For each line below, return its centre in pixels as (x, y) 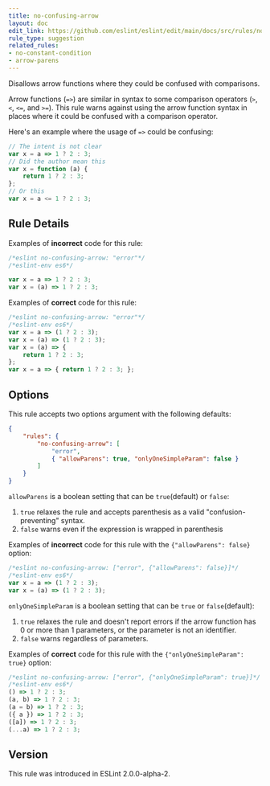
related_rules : (34, 46)
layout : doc (28, 23)
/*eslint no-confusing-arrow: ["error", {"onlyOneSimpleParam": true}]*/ (135, 677)
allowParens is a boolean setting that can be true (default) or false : (119, 496)
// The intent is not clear (55, 146)
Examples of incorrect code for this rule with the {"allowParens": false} (129, 544)
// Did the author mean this (57, 162)
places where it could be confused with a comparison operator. (113, 116)
